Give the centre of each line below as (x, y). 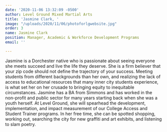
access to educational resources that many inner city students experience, (82, 82)
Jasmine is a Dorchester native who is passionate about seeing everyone (80, 61)
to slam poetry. (21, 124)
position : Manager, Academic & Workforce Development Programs (72, 38)
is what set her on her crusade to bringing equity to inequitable (70, 87)
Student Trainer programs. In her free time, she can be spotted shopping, (80, 114)
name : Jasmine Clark (27, 33)
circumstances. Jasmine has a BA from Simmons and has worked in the (79, 92)
